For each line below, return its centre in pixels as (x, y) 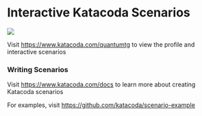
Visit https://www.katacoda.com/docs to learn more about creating (101, 84)
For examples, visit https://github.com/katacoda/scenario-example (101, 105)
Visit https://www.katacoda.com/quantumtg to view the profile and (101, 44)
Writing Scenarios (38, 69)
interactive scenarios (37, 51)
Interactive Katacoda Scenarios (99, 13)
